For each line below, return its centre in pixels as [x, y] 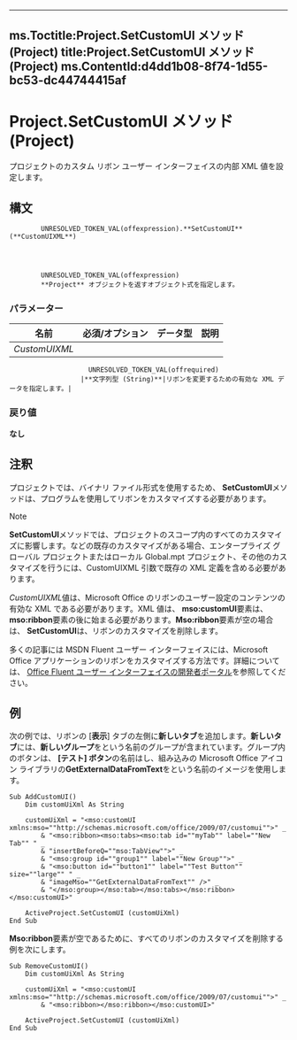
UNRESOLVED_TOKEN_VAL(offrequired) [153, 370]
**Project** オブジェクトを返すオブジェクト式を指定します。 [140, 285]
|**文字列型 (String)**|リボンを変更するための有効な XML [177, 380]
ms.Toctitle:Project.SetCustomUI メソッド [127, 36]
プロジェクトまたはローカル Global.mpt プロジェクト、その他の [157, 556]
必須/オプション [115, 334]
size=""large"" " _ [45, 874]
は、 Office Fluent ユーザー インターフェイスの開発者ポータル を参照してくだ [148, 671]
